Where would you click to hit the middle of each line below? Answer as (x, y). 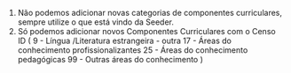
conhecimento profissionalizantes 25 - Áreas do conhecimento (133, 50)
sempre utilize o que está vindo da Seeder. (96, 22)
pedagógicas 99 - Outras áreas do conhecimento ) (110, 59)
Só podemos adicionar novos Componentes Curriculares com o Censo (147, 31)
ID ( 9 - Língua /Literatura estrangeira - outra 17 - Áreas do (125, 40)
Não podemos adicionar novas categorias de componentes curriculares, (149, 13)
